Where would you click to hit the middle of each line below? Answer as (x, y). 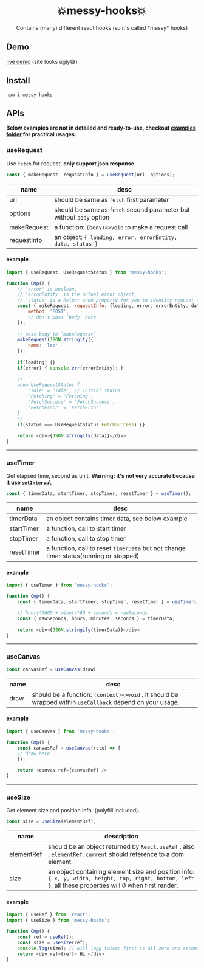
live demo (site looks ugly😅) (42, 61)
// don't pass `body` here (62, 317)
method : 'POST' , (49, 311)
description (121, 837)
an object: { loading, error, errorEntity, (116, 237)
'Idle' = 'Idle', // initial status (74, 391)
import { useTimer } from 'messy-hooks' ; (59, 585)
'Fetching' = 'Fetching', (61, 396)
